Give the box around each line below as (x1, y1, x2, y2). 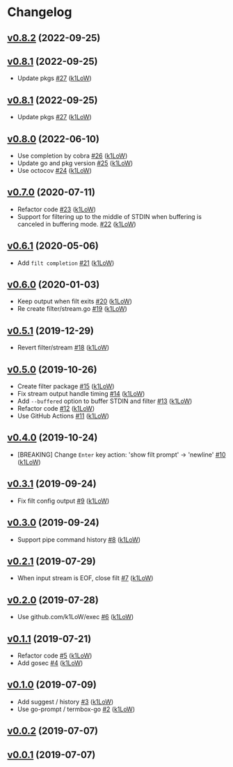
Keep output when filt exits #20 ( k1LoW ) (17, 297, 132, 305)
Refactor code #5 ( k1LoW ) (17, 651, 93, 660)
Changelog (7, 4, 72, 20)
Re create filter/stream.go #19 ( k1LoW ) (17, 305, 127, 313)
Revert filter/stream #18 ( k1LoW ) (17, 343, 110, 352)
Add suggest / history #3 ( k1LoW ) (17, 697, 114, 706)
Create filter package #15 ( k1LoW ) (17, 382, 115, 390)
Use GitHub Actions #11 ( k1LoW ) (17, 412, 110, 420)
